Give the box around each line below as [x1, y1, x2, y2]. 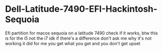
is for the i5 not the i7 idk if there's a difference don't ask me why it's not [5, 35, 152, 41]
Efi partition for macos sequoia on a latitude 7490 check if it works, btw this [5, 30, 158, 36]
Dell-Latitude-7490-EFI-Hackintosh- [5, 3, 158, 15]
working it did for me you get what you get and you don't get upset [5, 40, 141, 46]
